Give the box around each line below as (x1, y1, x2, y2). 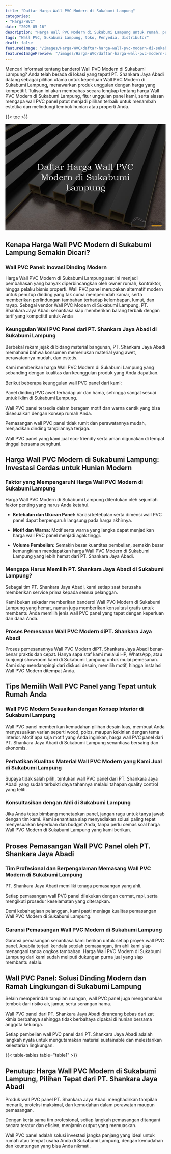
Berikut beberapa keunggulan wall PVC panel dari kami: (5, 380, 122, 386)
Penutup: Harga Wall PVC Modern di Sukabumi (5, 1066, 156, 1076)
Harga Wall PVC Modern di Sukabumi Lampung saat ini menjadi (5, 275, 138, 281)
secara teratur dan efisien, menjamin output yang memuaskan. (5, 1122, 136, 1128)
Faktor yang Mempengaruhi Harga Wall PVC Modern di (5, 478, 144, 485)
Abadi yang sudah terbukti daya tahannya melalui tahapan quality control (5, 781, 159, 787)
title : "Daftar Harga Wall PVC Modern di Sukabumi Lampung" (5, 8, 136, 13)
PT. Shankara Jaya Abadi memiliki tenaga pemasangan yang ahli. (5, 883, 142, 889)
